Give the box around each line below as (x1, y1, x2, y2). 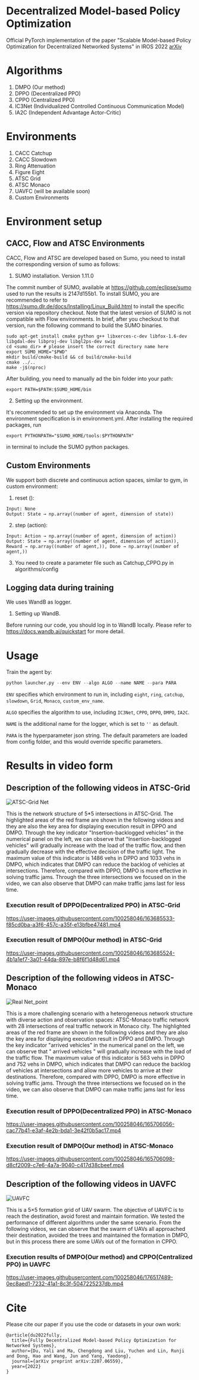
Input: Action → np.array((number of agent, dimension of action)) (6, 533, 177, 539)
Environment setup (6, 215, 102, 228)
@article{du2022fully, (6, 1332, 62, 1338)
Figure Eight (14, 168, 45, 175)
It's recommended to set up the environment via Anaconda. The (6, 409, 163, 416)
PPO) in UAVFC (6, 1260, 50, 1268)
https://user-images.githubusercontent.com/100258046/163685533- (6, 914, 175, 922)
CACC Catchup (14, 149, 52, 156)
